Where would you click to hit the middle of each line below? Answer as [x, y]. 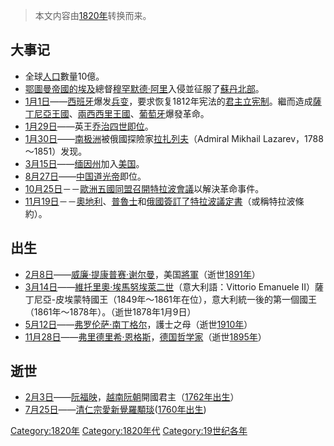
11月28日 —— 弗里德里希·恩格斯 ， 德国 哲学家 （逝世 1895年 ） [145, 336]
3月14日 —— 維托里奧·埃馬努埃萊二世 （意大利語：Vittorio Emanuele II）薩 [174, 286]
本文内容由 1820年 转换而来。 [93, 15]
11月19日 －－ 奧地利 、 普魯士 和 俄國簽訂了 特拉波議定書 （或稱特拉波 [160, 201]
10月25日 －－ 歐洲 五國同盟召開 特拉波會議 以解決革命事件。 [144, 188]
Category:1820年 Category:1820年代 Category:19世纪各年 [129, 431]
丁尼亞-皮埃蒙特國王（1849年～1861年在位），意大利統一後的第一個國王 [171, 299]
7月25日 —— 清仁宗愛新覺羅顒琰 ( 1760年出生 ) [115, 410]
